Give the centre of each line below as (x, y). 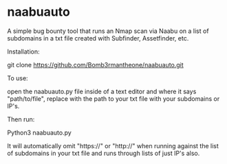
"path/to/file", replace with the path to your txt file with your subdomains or (113, 98)
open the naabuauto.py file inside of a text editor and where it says (102, 91)
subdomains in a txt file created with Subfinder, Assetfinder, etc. (98, 38)
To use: (18, 78)
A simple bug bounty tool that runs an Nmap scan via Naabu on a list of (108, 31)
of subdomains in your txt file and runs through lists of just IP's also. (104, 153)
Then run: (21, 119)
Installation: (23, 51)
